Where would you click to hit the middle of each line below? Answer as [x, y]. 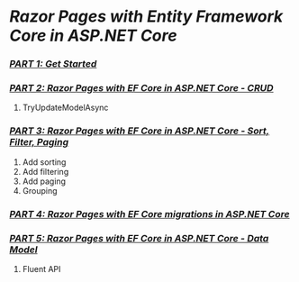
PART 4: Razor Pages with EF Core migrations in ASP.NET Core [149, 214]
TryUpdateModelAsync [65, 108]
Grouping [40, 190]
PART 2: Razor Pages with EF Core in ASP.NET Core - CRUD [141, 88]
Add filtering [45, 171]
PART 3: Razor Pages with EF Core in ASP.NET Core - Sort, [140, 131]
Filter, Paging [39, 142]
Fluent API [41, 268]
